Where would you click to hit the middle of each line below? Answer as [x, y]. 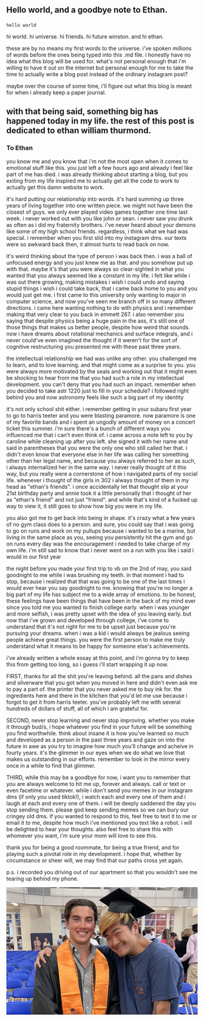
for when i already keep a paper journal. [56, 92]
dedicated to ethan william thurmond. [79, 131]
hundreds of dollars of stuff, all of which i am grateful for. [77, 708]
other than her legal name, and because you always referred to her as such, [101, 461]
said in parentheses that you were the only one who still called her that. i [97, 447]
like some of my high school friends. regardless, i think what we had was [97, 231]
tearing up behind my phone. [42, 879]
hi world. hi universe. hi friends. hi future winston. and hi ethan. [85, 37]
